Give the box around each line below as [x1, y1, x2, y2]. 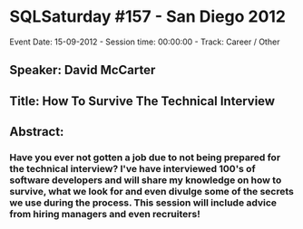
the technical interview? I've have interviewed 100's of [9, 163, 256, 176]
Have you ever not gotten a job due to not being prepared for [9, 151, 281, 164]
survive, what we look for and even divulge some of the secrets [9, 186, 295, 198]
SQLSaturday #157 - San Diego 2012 [9, 6, 286, 27]
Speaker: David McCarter [9, 62, 156, 78]
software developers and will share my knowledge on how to [9, 174, 282, 186]
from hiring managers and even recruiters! [9, 208, 201, 221]
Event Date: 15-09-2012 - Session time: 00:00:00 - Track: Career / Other [9, 36, 280, 47]
